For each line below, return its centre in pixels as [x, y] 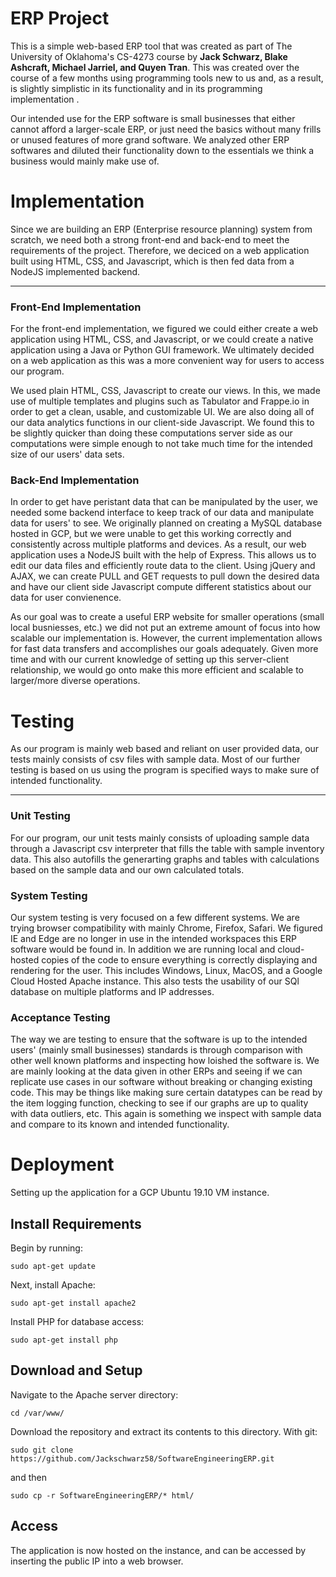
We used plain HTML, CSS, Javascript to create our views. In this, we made [165, 391]
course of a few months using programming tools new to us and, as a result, [167, 78]
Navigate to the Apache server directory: [94, 1394]
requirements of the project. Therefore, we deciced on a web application [160, 250]
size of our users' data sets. [67, 454]
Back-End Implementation [75, 480]
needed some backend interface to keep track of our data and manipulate [162, 513]
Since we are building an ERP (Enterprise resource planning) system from [161, 229]
